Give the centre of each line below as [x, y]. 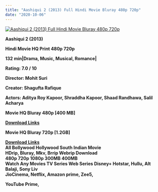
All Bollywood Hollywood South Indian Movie [53, 148]
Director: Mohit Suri [27, 78]
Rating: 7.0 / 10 [21, 68]
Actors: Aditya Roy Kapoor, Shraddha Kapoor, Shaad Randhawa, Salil [79, 98]
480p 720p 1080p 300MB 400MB [42, 158]
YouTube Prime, [22, 184]
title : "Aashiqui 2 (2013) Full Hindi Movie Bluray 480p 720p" [73, 10]
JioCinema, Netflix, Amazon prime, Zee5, [49, 174]
